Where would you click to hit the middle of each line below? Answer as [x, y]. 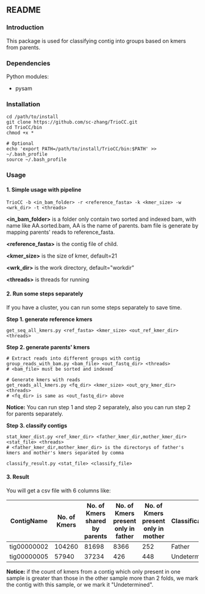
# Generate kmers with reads [43, 380]
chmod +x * [20, 133]
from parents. [23, 47]
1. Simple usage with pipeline [44, 190]
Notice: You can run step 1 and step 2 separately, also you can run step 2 [99, 407]
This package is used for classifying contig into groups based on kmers [96, 41]
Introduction [25, 28]
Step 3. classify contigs [37, 425]
